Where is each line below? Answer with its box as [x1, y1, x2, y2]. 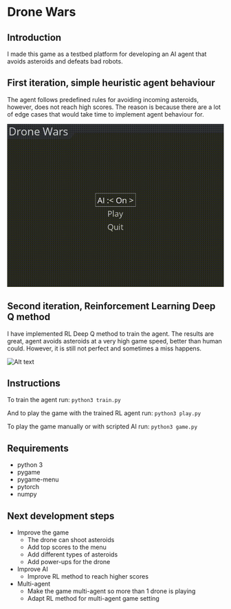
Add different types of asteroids [27, 550, 118, 559]
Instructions [7, 377, 60, 390]
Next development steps [7, 510, 115, 521]
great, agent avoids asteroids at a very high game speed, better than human [7, 337, 222, 345]
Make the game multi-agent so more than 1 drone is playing [27, 587, 196, 595]
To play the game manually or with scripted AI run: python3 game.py [7, 422, 198, 431]
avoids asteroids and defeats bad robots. [7, 57, 123, 66]
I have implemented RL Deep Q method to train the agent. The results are [7, 329, 214, 338]
